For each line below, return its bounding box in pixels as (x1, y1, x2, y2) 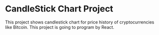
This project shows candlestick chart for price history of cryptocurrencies (5, 19, 155, 25)
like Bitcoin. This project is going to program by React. (5, 24, 114, 30)
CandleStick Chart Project (5, 3, 114, 14)
